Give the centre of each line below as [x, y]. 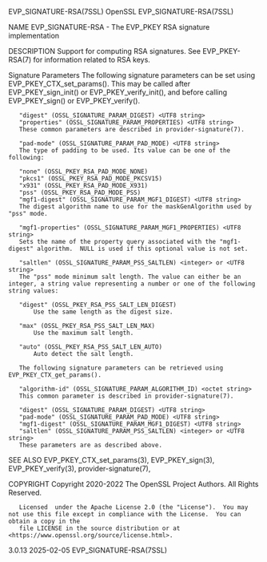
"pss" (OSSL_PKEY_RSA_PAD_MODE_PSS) [80, 192]
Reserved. [25, 493]
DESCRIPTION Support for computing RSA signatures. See [105, 51]
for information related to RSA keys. [92, 60]
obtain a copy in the [44, 521]
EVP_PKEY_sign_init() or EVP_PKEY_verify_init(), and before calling [118, 92]
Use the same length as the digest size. [103, 312]
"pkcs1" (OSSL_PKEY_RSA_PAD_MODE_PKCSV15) [90, 179]
